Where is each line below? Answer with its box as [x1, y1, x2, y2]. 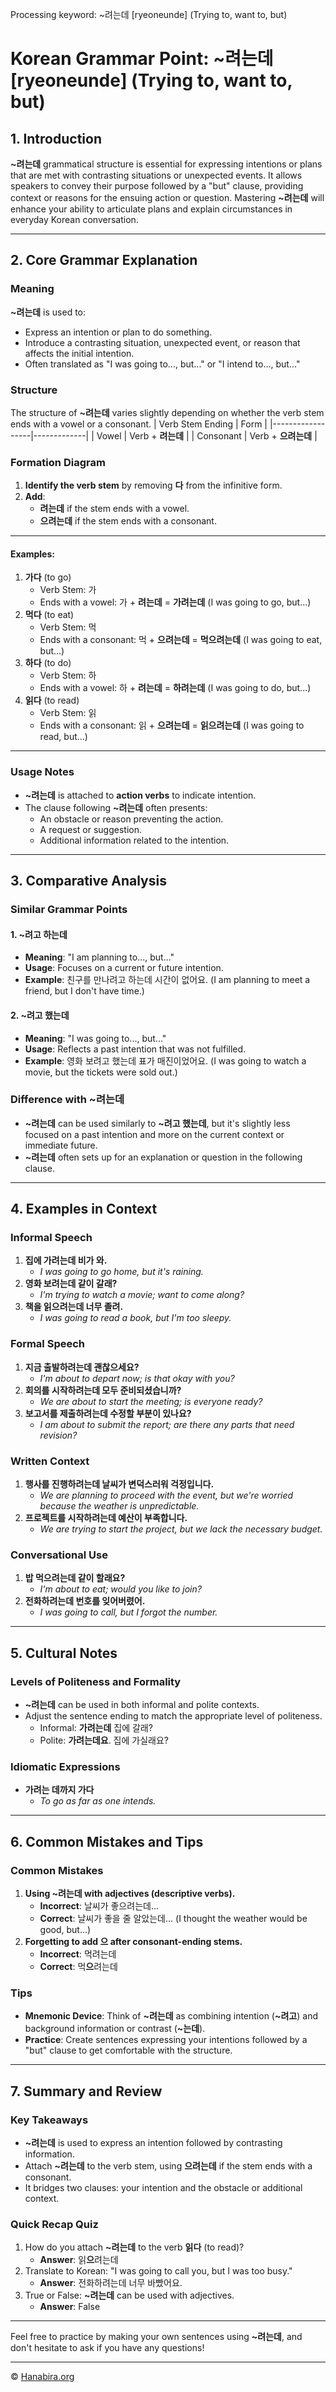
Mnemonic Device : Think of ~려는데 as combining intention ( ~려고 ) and [24, 2010, 318, 2022]
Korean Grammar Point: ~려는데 [10, 48, 274, 70]
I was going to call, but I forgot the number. [39, 1606, 218, 1618]
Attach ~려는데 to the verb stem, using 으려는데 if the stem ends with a [24, 2160, 313, 2172]
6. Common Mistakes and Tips [10, 1833, 204, 1850]
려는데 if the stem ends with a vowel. [39, 503, 190, 515]
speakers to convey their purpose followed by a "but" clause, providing [10, 180, 304, 192]
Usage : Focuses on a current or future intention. [24, 962, 224, 974]
